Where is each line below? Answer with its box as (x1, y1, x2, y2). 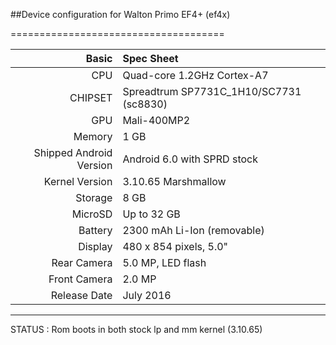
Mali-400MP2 (122, 114, 191, 127)
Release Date (50, 289, 113, 302)
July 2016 (122, 289, 172, 302)
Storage (75, 191, 113, 204)
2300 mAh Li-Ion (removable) (122, 224, 265, 237)
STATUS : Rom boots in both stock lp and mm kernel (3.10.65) (10, 324, 263, 335)
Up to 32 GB (122, 207, 181, 221)
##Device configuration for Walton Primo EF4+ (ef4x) (10, 9, 231, 20)
